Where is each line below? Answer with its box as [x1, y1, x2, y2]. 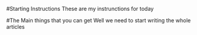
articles [6, 24, 25, 30]
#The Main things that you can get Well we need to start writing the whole [6, 17, 191, 24]
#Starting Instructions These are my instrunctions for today [6, 5, 154, 12]
